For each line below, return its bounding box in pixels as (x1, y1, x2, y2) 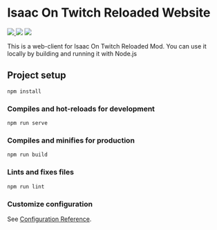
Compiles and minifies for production (7, 135, 135, 145)
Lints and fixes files (7, 168, 75, 177)
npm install (7, 88, 41, 95)
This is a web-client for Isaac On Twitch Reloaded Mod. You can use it (7, 42, 207, 50)
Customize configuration (7, 199, 93, 209)
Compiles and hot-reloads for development (7, 104, 155, 114)
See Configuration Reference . (7, 215, 92, 223)
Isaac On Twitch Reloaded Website (7, 5, 211, 21)
